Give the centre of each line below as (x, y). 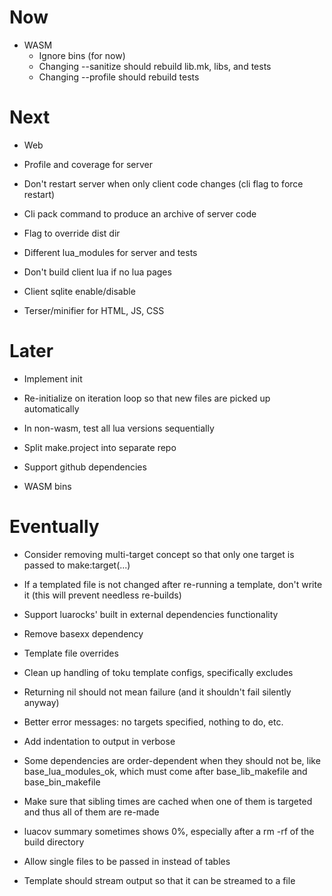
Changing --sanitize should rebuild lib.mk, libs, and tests (155, 66)
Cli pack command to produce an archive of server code (140, 213)
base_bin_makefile (62, 782)
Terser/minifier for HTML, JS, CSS (94, 310)
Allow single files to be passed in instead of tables (127, 861)
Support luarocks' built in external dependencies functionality (151, 614)
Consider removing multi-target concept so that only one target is (159, 554)
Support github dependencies (85, 467)
